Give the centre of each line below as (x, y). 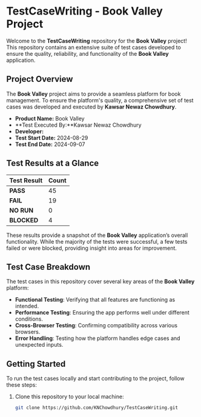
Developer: (29, 131)
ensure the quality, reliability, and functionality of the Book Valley (87, 53)
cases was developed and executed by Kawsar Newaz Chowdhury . (91, 107)
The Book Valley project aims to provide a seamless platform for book (94, 94)
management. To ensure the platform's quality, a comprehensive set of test (100, 100)
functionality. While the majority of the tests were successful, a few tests (97, 241)
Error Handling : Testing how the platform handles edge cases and (97, 338)
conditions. (29, 319)
